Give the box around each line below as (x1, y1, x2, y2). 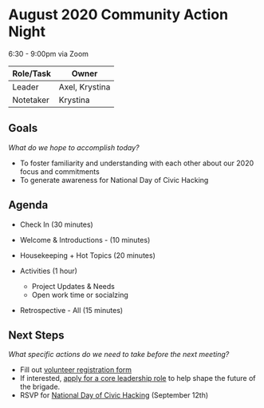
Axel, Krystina (58, 81, 111, 93)
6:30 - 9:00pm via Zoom (8, 49, 89, 58)
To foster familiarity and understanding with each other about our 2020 (19, 158, 254, 168)
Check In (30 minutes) (19, 220, 93, 229)
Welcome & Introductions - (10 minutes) (19, 235, 151, 244)
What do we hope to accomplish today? (8, 142, 140, 153)
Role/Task (12, 68, 52, 79)
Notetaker (12, 94, 50, 105)
